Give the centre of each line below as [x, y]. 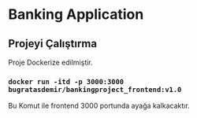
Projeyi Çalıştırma [52, 44]
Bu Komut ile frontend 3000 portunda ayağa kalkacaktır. [99, 106]
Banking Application [76, 15]
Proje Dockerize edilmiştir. [50, 62]
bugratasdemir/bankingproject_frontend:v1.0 [95, 89]
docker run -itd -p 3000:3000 [66, 81]
